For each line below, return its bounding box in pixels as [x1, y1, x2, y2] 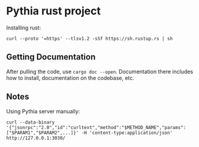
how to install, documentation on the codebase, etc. [6, 74, 135, 82]
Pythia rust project [6, 4, 101, 18]
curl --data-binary [6, 119, 55, 125]
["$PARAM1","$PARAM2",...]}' [6, 130, 79, 136]
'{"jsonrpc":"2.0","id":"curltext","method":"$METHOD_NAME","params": [6, 124, 186, 130]
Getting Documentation [6, 52, 96, 62]
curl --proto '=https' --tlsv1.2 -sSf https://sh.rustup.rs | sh [6, 35, 173, 41]
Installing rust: [6, 24, 41, 31]
